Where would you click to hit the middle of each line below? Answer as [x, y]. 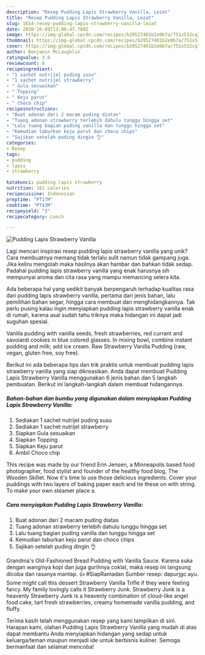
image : [15, 35]
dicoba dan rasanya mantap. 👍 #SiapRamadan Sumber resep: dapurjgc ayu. [103, 574]
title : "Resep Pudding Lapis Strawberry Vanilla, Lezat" [80, 18]
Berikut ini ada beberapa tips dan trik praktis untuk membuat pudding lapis [100, 365]
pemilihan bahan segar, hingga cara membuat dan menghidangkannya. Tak [101, 302]
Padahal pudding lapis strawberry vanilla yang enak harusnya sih [88, 271]
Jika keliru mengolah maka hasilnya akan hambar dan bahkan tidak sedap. [100, 264]
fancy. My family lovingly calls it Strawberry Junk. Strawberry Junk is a [95, 589]
